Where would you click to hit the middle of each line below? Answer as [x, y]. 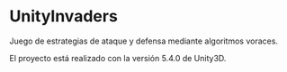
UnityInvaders [64, 16]
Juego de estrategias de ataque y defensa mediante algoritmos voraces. [144, 41]
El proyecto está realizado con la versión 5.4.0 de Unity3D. [118, 58]
